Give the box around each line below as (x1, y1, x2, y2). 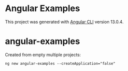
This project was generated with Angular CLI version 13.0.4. (5, 19, 124, 25)
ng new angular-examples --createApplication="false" (5, 61, 116, 66)
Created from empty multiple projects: (5, 52, 81, 57)
